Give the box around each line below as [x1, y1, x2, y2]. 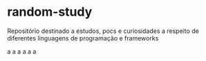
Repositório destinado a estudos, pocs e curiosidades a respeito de [7, 27, 199, 35]
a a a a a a [7, 47, 37, 56]
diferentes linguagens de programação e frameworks [7, 34, 159, 42]
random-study [7, 4, 93, 20]
